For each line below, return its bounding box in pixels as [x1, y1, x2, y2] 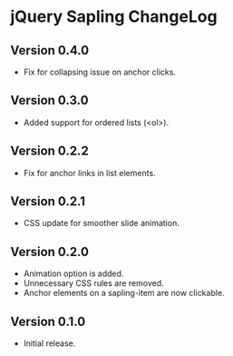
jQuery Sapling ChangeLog [10, 6, 218, 27]
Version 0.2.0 [10, 243, 90, 260]
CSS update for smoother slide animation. [23, 218, 180, 229]
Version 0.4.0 [10, 43, 90, 58]
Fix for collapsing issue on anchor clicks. [23, 66, 176, 77]
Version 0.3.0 [10, 93, 89, 108]
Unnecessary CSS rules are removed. [23, 278, 164, 289]
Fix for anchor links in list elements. [23, 167, 157, 178]
